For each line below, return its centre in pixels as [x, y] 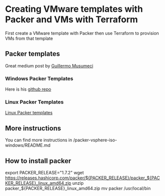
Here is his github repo [28, 89]
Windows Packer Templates [39, 78]
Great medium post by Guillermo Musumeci [49, 65]
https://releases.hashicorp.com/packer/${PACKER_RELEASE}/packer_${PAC [82, 178]
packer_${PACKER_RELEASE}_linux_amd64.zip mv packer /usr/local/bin [78, 188]
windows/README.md [28, 145]
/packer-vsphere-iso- [95, 140]
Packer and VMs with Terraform [71, 19]
